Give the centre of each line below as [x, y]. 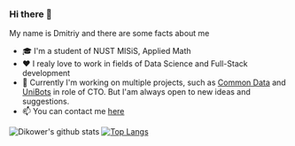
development [46, 73]
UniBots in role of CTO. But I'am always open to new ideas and [136, 92]
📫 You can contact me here [73, 111]
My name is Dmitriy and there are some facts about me [109, 34]
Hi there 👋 [31, 14]
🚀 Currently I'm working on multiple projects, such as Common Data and [154, 82]
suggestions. [46, 102]
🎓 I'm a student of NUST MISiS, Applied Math [107, 51]
